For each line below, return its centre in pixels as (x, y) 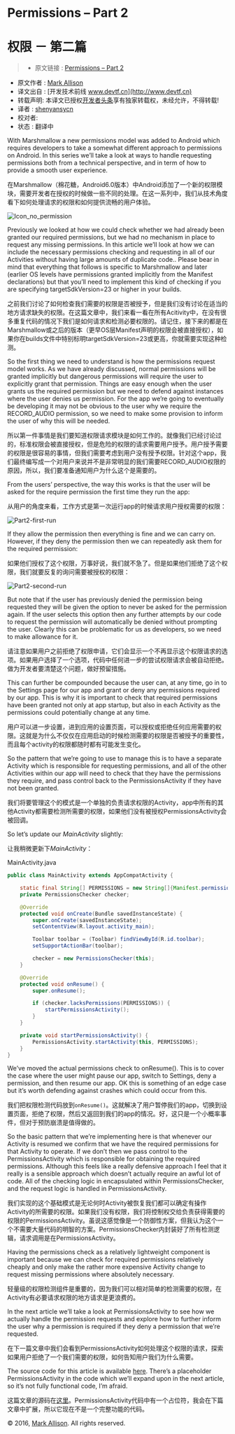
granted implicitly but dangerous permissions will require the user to (106, 377)
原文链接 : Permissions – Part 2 (79, 68)
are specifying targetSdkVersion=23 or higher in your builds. (94, 289)
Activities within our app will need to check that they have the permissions (114, 773)
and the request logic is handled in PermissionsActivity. (87, 1189)
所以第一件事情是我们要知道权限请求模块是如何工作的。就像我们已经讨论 (111, 436)
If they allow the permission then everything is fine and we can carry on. (111, 534)
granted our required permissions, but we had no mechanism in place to (111, 237)
